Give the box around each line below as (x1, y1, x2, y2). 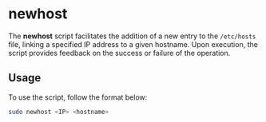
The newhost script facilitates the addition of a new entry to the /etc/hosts (8, 31, 256, 41)
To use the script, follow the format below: (8, 92, 148, 102)
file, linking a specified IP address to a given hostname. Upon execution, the (8, 39, 258, 49)
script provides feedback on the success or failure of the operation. (8, 48, 231, 57)
